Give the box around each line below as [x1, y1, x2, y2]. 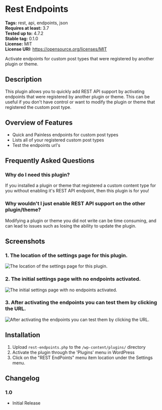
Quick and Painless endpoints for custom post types [12, 132, 119, 137]
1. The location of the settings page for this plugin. [5, 252, 128, 259]
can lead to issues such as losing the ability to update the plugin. [5, 223, 136, 228]
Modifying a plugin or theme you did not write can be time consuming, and [5, 218, 157, 224]
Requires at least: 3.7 [5, 25, 49, 31]
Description [5, 75, 42, 84]
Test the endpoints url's [12, 142, 61, 148]
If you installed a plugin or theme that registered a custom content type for [5, 182, 156, 188]
